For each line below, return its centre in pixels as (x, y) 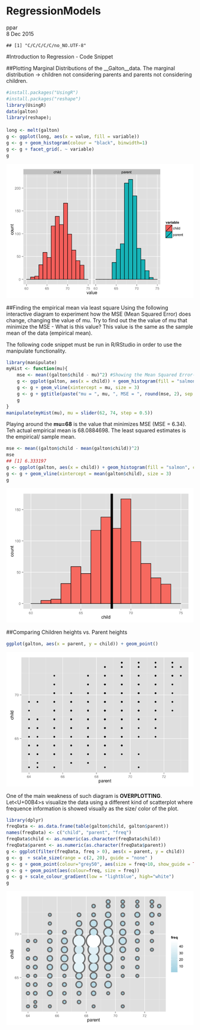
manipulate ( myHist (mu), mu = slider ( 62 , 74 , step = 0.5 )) (79, 413)
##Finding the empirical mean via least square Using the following (87, 307)
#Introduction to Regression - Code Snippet (60, 56)
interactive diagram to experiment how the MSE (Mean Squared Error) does (99, 314)
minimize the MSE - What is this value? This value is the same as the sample (100, 326)
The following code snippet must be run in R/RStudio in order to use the (94, 344)
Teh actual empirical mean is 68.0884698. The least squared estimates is (96, 430)
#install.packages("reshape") (44, 99)
